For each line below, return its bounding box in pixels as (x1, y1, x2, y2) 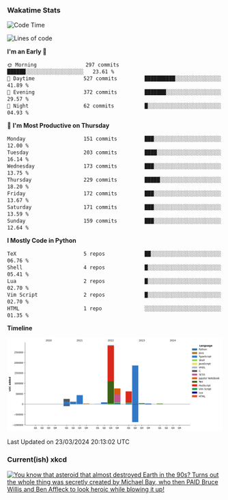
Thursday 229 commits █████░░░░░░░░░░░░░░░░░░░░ (7, 176, 222, 183)
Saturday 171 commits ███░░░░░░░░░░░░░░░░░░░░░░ (7, 204, 222, 211)
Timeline (7, 324, 33, 332)
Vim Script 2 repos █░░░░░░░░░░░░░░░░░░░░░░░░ (7, 291, 222, 299)
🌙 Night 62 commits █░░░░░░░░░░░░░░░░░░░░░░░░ (7, 103, 222, 109)
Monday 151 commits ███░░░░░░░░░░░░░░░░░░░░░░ (7, 135, 222, 142)
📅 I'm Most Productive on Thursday (7, 122, 110, 130)
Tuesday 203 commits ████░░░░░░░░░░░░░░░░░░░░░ (7, 149, 222, 156)
